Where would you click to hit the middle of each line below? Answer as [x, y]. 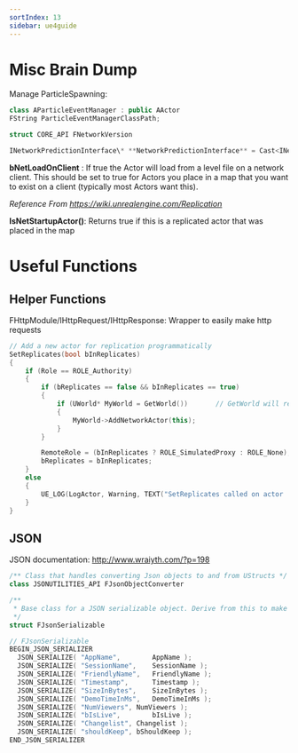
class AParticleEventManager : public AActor [94, 111]
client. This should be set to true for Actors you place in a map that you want [149, 177]
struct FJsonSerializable [57, 625]
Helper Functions [58, 299]
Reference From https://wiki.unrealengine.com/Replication [116, 203]
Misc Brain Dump [73, 70]
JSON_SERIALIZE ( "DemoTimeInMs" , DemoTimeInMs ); [115, 699]
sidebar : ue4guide [43, 26]
